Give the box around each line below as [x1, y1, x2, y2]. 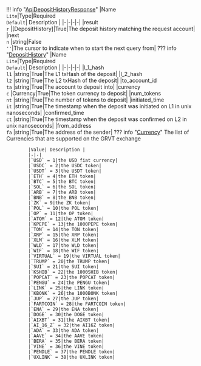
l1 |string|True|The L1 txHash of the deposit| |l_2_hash [6, 71, 143, 77]
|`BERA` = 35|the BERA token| [28, 338, 104, 344]
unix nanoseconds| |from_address [6, 122, 92, 129]
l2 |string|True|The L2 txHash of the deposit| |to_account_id [6, 77, 157, 84]
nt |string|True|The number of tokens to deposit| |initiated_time [6, 96, 165, 103]
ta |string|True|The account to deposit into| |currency [6, 83, 141, 91]
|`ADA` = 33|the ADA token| [28, 328, 99, 334]
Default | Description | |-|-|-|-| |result [6, 19, 98, 26]
